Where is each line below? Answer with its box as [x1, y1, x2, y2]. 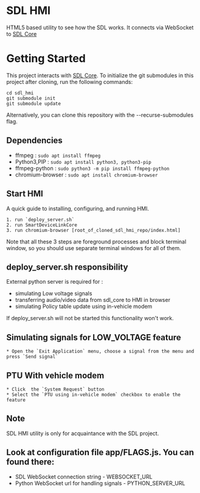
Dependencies [6, 135, 63, 146]
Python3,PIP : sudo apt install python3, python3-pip [15, 158, 152, 165]
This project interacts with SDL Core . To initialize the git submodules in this [6, 71, 194, 79]
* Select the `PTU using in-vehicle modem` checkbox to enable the [6, 391, 181, 397]
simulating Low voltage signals [15, 290, 92, 297]
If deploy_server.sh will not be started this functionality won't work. [6, 315, 174, 322]
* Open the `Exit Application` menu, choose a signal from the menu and [6, 348, 195, 355]
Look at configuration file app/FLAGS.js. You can [6, 447, 195, 458]
